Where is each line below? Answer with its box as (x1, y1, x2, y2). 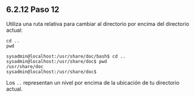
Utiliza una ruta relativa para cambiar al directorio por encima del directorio (6, 20, 190, 27)
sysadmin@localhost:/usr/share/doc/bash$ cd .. (6, 53, 126, 59)
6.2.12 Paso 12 (6, 5, 60, 15)
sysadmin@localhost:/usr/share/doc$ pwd (6, 58, 108, 64)
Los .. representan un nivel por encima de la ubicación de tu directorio (6, 79, 180, 86)
